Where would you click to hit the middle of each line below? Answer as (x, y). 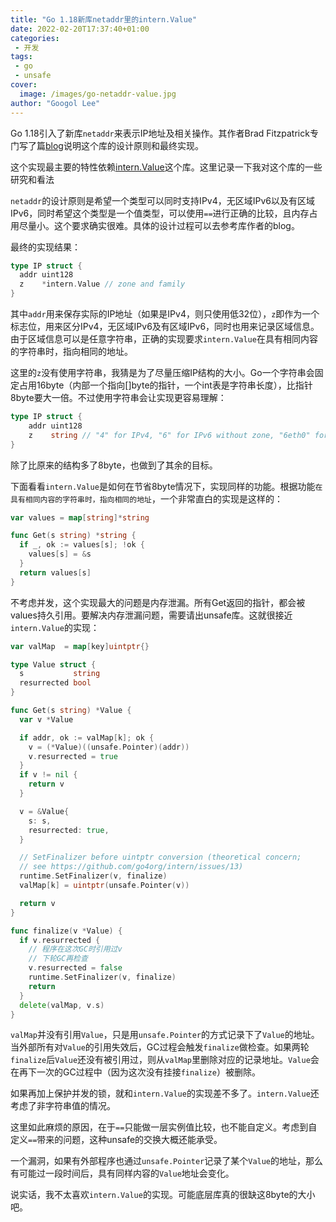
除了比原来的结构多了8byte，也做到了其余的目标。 (114, 465)
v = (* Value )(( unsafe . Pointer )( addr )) (109, 747)
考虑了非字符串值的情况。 (63, 1106)
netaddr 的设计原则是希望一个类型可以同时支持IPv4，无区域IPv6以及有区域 (162, 200)
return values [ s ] (55, 572)
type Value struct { (53, 664)
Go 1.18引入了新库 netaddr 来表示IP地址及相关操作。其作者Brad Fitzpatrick (160, 133)
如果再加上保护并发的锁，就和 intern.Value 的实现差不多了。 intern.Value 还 (165, 1093)
